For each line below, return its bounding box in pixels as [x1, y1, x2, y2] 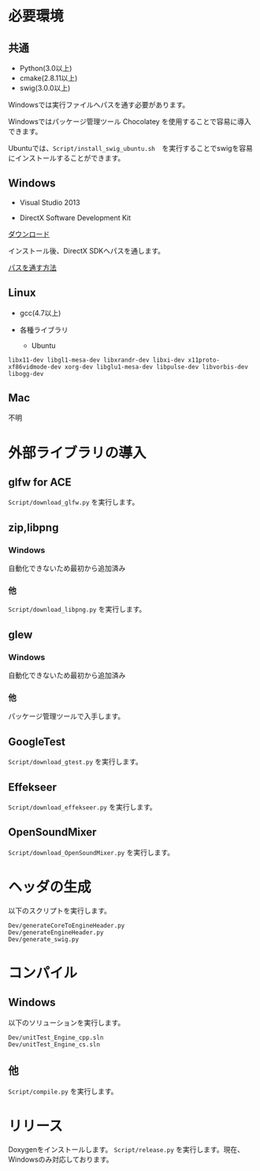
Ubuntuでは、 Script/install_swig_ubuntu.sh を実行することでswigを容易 [8, 144, 254, 152]
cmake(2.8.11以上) [19, 73, 78, 83]
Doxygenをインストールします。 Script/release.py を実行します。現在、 [8, 1144, 244, 1154]
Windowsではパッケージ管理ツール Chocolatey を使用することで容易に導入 [8, 117, 251, 126]
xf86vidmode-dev [8, 362, 61, 371]
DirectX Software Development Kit [19, 212, 132, 222]
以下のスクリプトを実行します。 [8, 906, 112, 915]
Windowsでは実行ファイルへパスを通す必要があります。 [8, 100, 190, 109]
